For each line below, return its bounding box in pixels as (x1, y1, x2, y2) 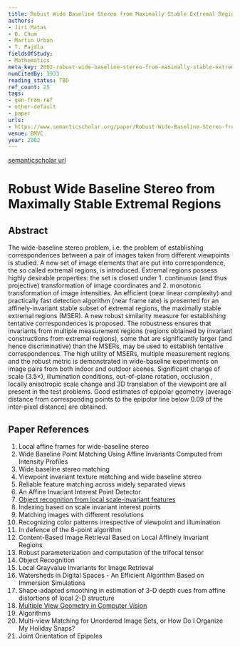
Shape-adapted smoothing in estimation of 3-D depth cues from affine (18, 586, 226, 595)
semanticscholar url (8, 156, 66, 165)
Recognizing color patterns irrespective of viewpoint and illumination (18, 518, 221, 526)
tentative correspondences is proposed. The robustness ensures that (8, 319, 212, 328)
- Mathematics (8, 57, 51, 64)
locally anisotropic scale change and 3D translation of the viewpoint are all (8, 379, 227, 389)
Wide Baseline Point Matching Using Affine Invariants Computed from (18, 450, 223, 459)
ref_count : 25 (8, 83, 51, 91)
